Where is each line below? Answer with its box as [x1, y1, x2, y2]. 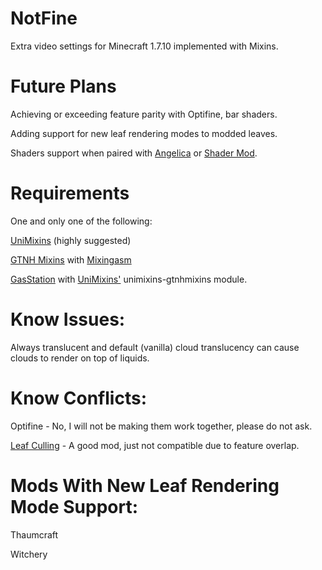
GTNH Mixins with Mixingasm [10, 253, 132, 266]
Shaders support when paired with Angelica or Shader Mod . [10, 147, 258, 159]
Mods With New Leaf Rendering [10, 474, 280, 497]
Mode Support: [10, 495, 139, 518]
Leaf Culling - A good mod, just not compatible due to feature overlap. [10, 439, 300, 451]
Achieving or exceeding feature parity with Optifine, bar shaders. [10, 108, 278, 120]
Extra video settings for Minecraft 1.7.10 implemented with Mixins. [10, 40, 279, 52]
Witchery [10, 548, 48, 560]
